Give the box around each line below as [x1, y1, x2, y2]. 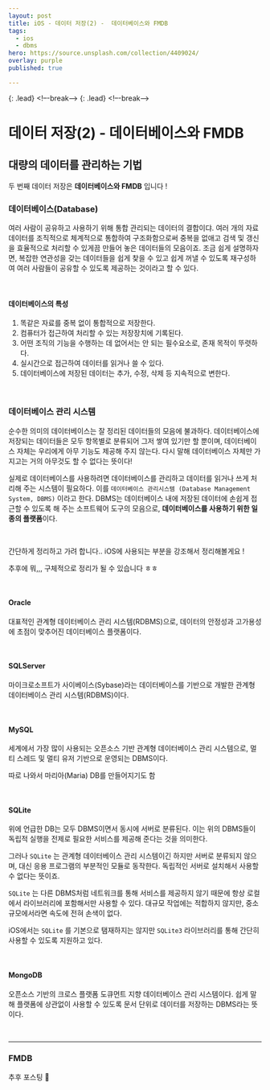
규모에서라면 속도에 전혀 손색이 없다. [8, 908, 122, 918]
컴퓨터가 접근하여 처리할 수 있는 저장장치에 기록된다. [19, 328, 183, 338]
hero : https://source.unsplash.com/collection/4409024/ [8, 49, 199, 57]
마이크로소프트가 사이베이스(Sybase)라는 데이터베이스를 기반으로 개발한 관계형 [8, 680, 256, 689]
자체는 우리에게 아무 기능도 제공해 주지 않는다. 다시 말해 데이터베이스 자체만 [16, 446, 253, 455]
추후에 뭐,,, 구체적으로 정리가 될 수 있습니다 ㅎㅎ [8, 563, 158, 573]
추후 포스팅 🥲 [8, 1071, 50, 1082]
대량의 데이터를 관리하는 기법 [8, 158, 143, 172]
